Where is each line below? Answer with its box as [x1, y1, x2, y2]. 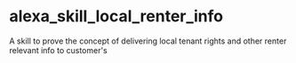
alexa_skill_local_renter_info [9, 6, 224, 27]
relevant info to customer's [9, 44, 108, 55]
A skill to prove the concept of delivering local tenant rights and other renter [9, 35, 287, 46]
